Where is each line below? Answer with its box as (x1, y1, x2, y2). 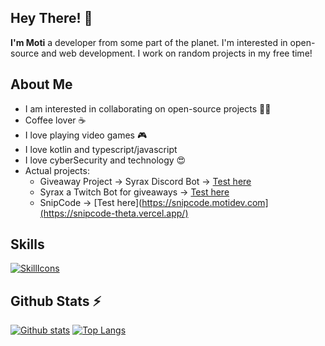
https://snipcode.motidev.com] (141, 196, 269, 208)
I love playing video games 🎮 (24, 129, 148, 141)
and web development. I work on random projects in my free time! (41, 47, 313, 59)
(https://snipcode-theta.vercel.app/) (39, 207, 189, 219)
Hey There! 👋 (10, 10, 93, 27)
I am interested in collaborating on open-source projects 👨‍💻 (24, 102, 272, 115)
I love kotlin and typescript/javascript (24, 143, 178, 155)
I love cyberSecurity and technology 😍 (24, 154, 187, 166)
